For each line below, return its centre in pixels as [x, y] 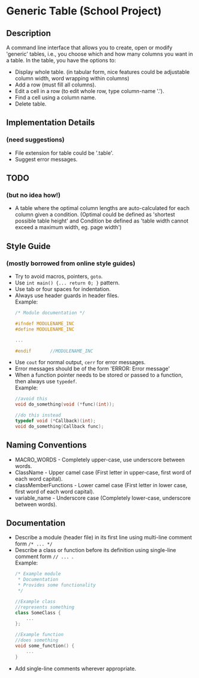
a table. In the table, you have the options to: [61, 60]
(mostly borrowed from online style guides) [71, 263]
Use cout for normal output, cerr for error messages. [80, 362]
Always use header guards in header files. [67, 296]
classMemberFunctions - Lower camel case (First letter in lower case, [101, 485]
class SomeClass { [38, 613]
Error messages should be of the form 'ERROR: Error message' [92, 369]
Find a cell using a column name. [55, 97]
